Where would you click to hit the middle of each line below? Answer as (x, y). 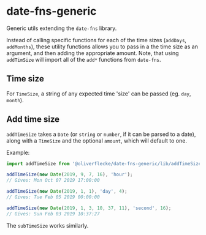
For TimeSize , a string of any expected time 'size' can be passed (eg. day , (99, 94)
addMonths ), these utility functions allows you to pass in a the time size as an (102, 47)
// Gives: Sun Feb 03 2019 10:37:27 (53, 214)
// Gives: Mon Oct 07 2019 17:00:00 (53, 181)
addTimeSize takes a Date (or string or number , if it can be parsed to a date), (101, 134)
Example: (18, 152)
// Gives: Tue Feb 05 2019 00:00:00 (53, 197)
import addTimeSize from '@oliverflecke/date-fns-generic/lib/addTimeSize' (105, 163)
